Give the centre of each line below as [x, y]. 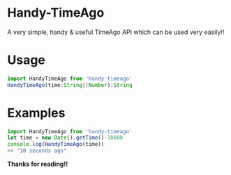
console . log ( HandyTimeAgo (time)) [56, 144]
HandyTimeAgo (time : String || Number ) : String [70, 85]
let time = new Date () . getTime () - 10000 [65, 138]
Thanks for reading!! [38, 164]
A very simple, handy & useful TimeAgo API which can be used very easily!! [116, 32]
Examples [36, 113]
